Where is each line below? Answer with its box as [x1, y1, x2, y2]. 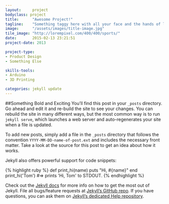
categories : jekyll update [5, 86, 62, 91]
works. [5, 147, 20, 154]
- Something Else [5, 59, 42, 64]
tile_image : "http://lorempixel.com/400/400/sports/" [5, 31, 121, 36]
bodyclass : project [5, 12, 46, 17]
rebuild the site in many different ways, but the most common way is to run [5, 111, 160, 117]
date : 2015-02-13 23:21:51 [5, 36, 75, 41]
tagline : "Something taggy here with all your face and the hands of [5, 21, 161, 27]
